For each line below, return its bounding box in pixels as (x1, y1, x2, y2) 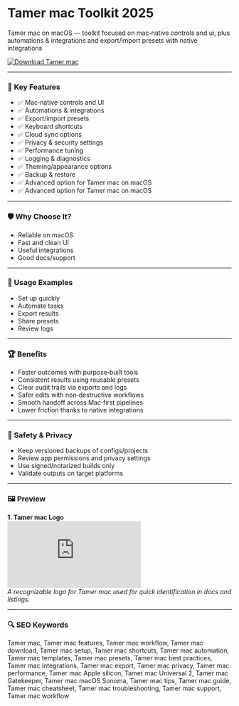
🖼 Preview (7, 494, 46, 504)
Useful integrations (17, 246, 74, 254)
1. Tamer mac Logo (7, 513, 64, 521)
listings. (7, 595, 31, 603)
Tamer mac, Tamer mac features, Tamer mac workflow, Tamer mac (7, 639, 204, 648)
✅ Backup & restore (17, 170, 76, 179)
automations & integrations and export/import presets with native (7, 36, 198, 44)
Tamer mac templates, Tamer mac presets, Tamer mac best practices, (7, 654, 213, 663)
